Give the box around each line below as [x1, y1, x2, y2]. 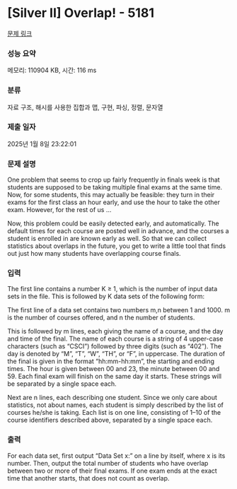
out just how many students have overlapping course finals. [7, 249, 182, 258]
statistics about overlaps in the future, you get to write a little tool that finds [7, 242, 226, 250]
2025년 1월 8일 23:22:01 [7, 139, 76, 148]
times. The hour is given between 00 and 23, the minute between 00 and [7, 365, 220, 373]
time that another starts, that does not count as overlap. [7, 473, 170, 482]
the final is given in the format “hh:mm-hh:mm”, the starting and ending [7, 357, 214, 365]
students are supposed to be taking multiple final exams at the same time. [7, 183, 223, 192]
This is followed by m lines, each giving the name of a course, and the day [7, 327, 224, 336]
